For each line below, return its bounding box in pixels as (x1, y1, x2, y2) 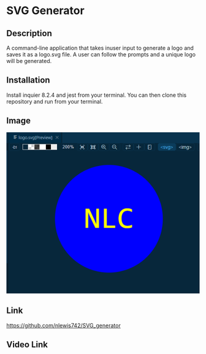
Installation (6, 75, 50, 86)
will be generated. (6, 58, 52, 64)
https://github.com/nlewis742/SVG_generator (6, 322, 121, 329)
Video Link (6, 339, 48, 350)
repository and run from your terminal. (6, 97, 103, 105)
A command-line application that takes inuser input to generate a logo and (6, 44, 194, 51)
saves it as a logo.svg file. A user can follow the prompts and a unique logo (6, 51, 196, 58)
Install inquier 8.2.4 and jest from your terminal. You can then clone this (6, 91, 187, 99)
